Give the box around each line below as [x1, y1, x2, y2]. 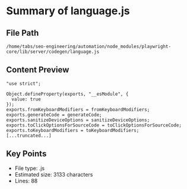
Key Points [6, 149, 47, 159]
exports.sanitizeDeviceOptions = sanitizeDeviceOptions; [6, 117, 150, 123]
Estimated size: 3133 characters [14, 171, 93, 178]
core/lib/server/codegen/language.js [6, 49, 100, 55]
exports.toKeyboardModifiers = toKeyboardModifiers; [6, 127, 140, 133]
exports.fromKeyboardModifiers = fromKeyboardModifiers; [6, 106, 150, 112]
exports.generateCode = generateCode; [6, 112, 102, 118]
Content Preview [6, 65, 69, 75]
